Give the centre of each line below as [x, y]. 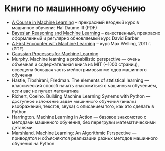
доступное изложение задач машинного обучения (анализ [74, 101]
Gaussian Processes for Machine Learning [55, 54]
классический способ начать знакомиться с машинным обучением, [84, 85]
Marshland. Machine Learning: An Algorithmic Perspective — [74, 133]
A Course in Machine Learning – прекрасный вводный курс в [75, 22]
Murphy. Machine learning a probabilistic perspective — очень [76, 59]
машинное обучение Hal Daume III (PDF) [54, 27]
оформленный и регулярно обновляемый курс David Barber [75, 38]
